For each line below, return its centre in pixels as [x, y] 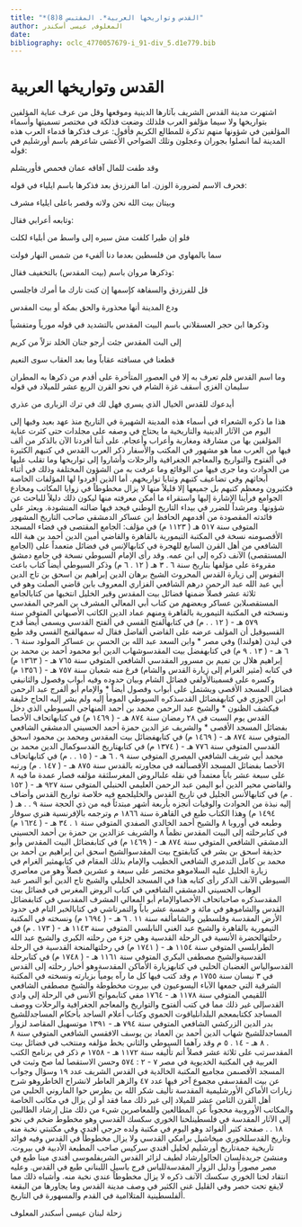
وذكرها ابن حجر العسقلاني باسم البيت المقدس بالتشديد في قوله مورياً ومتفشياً [139, 325]
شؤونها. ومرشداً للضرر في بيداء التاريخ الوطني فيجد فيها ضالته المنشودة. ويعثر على [148, 507]
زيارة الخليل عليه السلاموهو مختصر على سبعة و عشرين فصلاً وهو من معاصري [139, 871]
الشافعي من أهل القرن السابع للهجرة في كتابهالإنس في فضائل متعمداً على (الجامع [147, 546]
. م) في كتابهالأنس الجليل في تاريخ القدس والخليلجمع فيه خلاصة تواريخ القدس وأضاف [151, 794]
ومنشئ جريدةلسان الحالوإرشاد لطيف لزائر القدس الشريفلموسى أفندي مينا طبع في [149, 1158]
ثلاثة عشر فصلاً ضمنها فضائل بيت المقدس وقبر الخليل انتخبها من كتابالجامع [133, 594]
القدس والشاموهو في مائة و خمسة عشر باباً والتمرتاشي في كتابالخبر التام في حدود [147, 909]
